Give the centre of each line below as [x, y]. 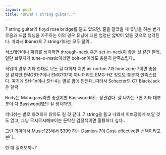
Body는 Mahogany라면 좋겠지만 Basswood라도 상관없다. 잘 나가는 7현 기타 [79, 97]
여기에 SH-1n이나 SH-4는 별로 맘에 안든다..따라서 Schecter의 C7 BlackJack [86, 81]
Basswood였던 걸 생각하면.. [47, 104]
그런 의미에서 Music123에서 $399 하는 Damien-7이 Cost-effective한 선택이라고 [83, 131]
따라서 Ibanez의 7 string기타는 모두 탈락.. [52, 41]
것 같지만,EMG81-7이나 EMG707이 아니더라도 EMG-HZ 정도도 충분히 [72, 75]
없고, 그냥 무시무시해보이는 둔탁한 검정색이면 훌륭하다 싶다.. [68, 120]
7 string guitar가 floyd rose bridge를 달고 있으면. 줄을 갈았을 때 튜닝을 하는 [78, 29]
